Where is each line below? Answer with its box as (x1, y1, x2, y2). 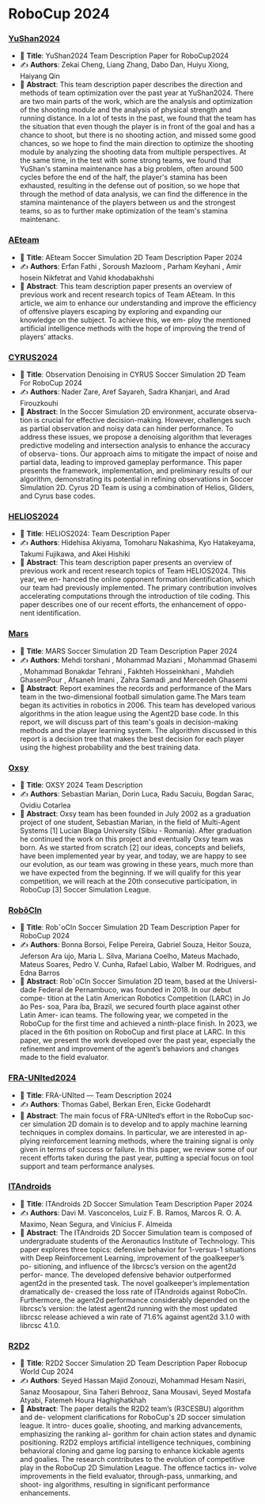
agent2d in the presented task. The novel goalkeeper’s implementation (19, 1278, 250, 1287)
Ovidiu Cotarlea (19, 800, 71, 810)
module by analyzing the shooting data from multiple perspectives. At (19, 148, 247, 157)
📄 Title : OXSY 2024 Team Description (19, 780, 144, 789)
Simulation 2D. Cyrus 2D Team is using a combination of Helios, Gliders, (19, 483, 255, 493)
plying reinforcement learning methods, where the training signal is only (19, 1136, 255, 1145)
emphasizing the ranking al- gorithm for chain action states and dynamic (19, 1429, 257, 1439)
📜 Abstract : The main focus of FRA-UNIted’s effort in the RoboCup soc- (19, 1111, 255, 1120)
